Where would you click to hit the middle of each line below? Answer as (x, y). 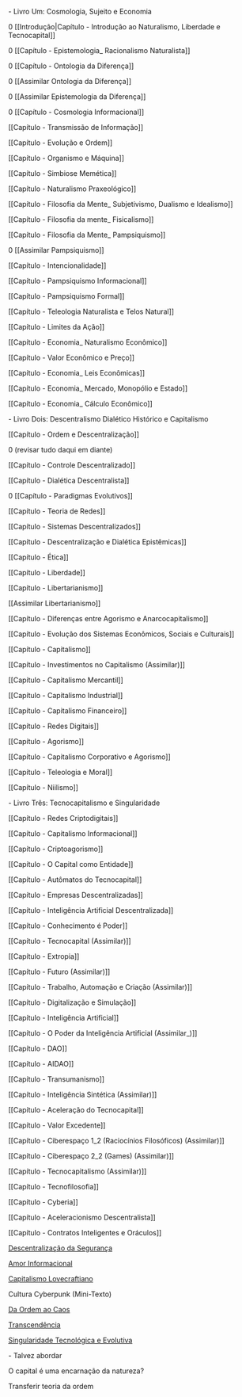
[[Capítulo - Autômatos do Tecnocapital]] (75, 880)
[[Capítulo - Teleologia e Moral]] (60, 772)
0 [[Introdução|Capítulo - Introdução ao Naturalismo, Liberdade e (114, 27)
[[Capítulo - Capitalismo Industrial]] (66, 695)
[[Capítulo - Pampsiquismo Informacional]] (78, 281)
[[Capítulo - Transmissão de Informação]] (76, 127)
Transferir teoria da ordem (51, 1386)
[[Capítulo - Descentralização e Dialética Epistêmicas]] (98, 542)
